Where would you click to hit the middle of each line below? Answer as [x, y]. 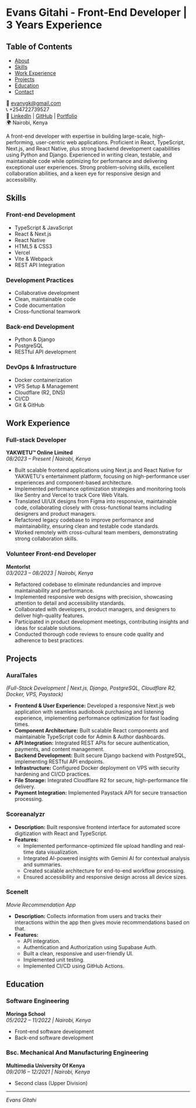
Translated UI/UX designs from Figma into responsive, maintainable [95, 502]
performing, [20, 142]
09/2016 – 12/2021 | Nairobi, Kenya [48, 1072]
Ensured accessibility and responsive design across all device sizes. [105, 877]
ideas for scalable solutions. [48, 628]
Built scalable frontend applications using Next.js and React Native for [98, 470]
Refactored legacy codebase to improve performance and [84, 520]
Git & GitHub [29, 405]
